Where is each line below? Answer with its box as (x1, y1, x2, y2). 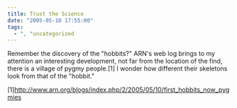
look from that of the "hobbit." (7, 72, 95, 80)
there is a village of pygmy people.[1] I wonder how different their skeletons (7, 64, 228, 73)
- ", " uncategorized (13, 30, 75, 37)
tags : (7, 23, 23, 30)
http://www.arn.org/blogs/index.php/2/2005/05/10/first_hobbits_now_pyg (13, 85, 230, 94)
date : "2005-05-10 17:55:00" (7, 17, 94, 24)
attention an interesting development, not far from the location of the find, (7, 57, 223, 66)
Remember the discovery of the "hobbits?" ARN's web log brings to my (7, 49, 215, 58)
